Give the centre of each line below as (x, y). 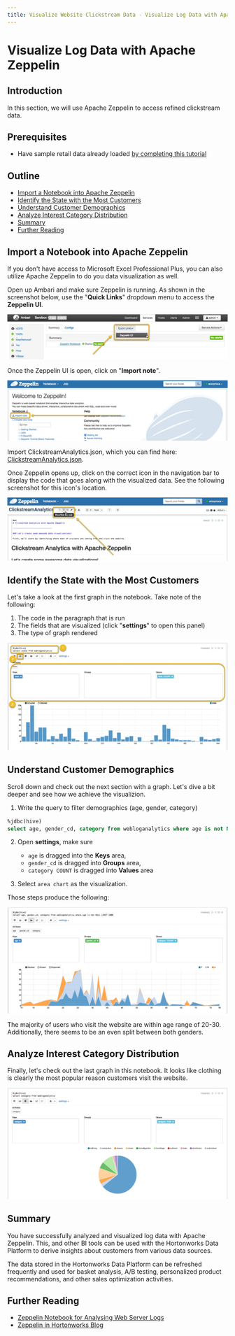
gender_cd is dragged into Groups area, (84, 863)
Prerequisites (37, 137)
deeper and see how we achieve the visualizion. (76, 794)
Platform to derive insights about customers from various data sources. (110, 1250)
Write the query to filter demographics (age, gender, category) (107, 807)
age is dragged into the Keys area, (77, 855)
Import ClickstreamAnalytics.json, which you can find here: (92, 452)
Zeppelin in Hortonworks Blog (60, 1325)
